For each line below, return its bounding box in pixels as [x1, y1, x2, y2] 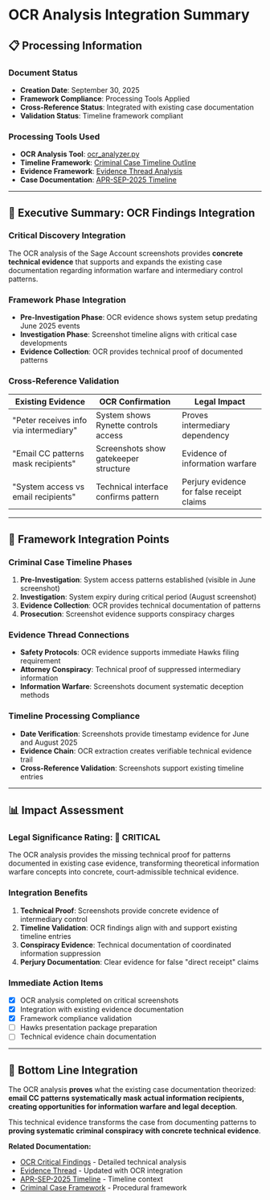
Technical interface [96, 481, 169, 492]
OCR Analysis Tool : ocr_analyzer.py [19, 149, 140, 159]
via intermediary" [12, 425, 78, 436]
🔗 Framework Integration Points [8, 532, 170, 546]
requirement [19, 656, 61, 666]
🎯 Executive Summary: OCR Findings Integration [8, 206, 256, 219]
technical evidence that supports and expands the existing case [8, 256, 223, 267]
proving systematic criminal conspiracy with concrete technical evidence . [8, 1126, 261, 1136]
